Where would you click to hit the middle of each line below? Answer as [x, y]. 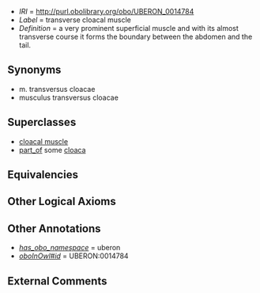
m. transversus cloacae [57, 89]
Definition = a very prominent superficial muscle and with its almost [128, 28]
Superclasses [42, 122]
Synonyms [34, 70]
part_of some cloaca [52, 150]
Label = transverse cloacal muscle [75, 20]
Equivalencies [43, 175]
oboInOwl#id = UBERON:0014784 [73, 256]
